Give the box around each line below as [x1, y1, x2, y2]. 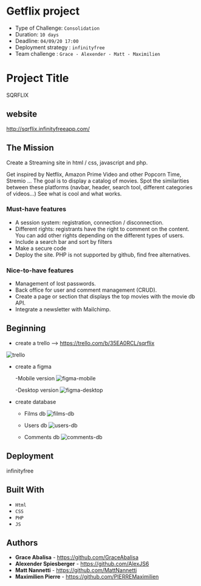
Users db [24, 422, 47, 429]
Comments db [24, 433, 60, 440]
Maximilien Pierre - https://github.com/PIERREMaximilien [15, 573, 159, 581]
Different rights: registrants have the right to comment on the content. [15, 225, 189, 232]
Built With [6, 485, 44, 495]
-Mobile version [15, 374, 55, 382]
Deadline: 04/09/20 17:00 [15, 37, 79, 44]
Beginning [6, 323, 46, 334]
